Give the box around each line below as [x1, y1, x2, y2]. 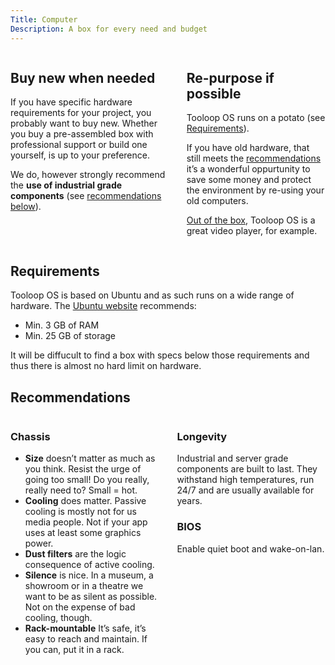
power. [24, 537, 54, 550]
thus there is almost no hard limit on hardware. [10, 360, 202, 372]
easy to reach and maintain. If [24, 633, 148, 645]
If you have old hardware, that [186, 142, 310, 154]
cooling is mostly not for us [24, 506, 137, 518]
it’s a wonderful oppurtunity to [186, 163, 311, 175]
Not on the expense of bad [24, 601, 136, 613]
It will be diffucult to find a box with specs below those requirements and [10, 349, 310, 361]
